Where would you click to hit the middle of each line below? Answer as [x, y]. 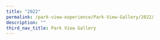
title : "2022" [24, 11]
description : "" [26, 22]
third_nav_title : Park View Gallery [51, 28]
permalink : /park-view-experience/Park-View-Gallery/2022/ [80, 17]
